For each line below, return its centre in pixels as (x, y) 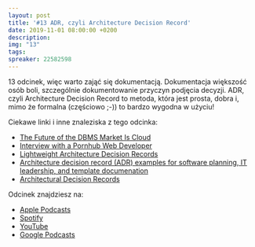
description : (29, 37)
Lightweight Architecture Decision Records (89, 153)
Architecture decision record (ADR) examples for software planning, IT (133, 162)
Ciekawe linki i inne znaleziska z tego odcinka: (83, 122)
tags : (17, 52)
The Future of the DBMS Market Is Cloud (85, 137)
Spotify (31, 218)
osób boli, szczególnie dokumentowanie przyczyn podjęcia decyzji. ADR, (126, 90)
